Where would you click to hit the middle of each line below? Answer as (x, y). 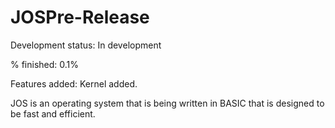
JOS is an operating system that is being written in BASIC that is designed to (167, 103)
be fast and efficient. (53, 113)
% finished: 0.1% (45, 64)
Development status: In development (86, 45)
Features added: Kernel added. (74, 83)
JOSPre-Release (80, 17)
